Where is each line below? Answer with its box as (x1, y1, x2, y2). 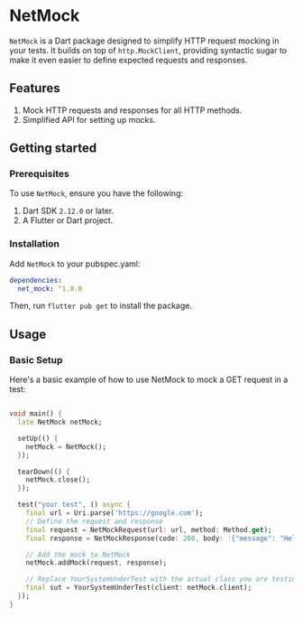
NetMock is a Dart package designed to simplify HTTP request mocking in (9, 35, 280, 46)
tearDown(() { (17, 467, 70, 476)
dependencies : (9, 276, 63, 285)
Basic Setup (9, 353, 63, 366)
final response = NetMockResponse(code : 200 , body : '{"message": (25, 534, 277, 543)
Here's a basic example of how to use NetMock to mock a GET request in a (9, 374, 289, 385)
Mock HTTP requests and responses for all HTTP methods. (22, 105, 243, 116)
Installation (9, 238, 60, 250)
